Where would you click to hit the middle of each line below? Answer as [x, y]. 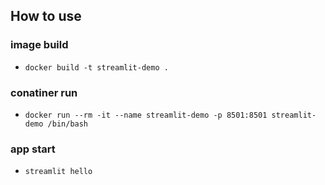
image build [39, 45]
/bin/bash [68, 124]
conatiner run [44, 92]
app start [33, 149]
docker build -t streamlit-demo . [96, 67]
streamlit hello [58, 172]
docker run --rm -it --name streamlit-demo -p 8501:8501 [146, 115]
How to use [46, 16]
